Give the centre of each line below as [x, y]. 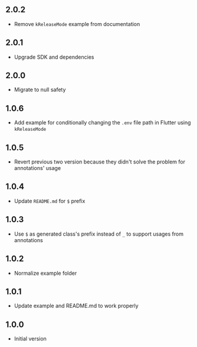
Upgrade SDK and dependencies [54, 57]
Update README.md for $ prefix [50, 201]
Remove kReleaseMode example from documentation [77, 24]
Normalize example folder [45, 273]
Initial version [30, 339]
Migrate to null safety [40, 90]
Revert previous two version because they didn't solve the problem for [99, 162]
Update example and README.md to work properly [76, 306]
